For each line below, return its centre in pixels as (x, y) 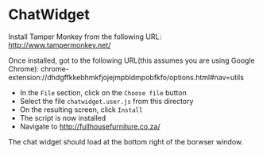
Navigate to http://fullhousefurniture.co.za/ (90, 126)
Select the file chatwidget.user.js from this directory (106, 101)
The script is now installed (63, 117)
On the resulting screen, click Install (81, 110)
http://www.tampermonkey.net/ (60, 44)
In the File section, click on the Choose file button (103, 92)
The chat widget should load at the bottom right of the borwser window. (126, 141)
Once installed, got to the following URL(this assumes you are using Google (132, 60)
